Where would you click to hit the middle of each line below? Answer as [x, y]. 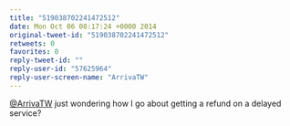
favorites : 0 [34, 52]
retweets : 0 [32, 43]
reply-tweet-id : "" [47, 60]
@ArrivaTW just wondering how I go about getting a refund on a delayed [145, 103]
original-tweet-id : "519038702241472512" [89, 35]
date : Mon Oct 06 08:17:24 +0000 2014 [83, 26]
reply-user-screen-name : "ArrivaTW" [79, 78]
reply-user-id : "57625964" [61, 69]
